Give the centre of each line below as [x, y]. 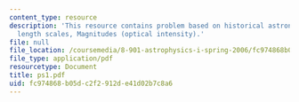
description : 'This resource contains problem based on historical [137, 26]
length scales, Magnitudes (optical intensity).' [111, 34]
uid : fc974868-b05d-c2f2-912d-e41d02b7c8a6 [91, 83]
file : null [29, 42]
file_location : [37, 51]
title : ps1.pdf [37, 75]
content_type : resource [53, 17]
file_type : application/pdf [61, 59]
